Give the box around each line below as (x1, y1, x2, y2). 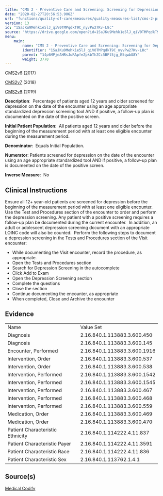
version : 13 (5, 20, 29, 26)
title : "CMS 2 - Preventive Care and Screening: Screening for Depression (5, 7, 160, 12)
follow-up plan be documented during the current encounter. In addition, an (5, 219, 158, 226)
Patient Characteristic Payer (7, 440, 71, 447)
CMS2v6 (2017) (5, 70, 36, 76)
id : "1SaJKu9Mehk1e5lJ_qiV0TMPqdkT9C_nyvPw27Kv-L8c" (5, 25, 114, 30)
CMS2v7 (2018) (5, 80, 36, 85)
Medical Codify (5, 485, 35, 491)
